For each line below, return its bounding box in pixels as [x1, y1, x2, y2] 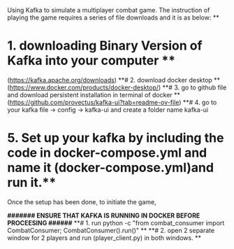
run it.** [7, 175, 57, 191]
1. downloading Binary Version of [7, 38, 203, 54]
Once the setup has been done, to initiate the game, [7, 197, 156, 206]
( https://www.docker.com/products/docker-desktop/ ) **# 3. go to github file [7, 83, 227, 92]
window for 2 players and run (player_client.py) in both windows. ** [7, 234, 201, 242]
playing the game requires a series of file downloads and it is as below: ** [7, 13, 219, 22]
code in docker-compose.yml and [7, 145, 207, 161]
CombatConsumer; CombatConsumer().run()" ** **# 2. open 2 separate [7, 226, 215, 234]
